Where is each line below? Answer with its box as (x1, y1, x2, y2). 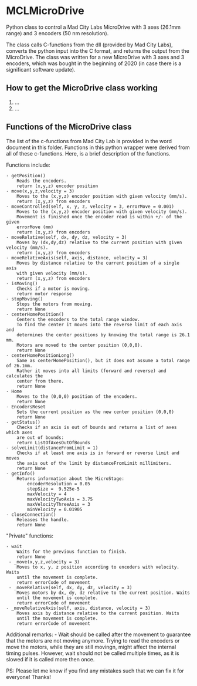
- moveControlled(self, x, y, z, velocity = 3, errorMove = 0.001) (6, 204, 175, 209)
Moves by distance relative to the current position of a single (16, 260, 180, 266)
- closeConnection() (6, 512, 57, 518)
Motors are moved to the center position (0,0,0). (16, 342, 143, 348)
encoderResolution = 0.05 (27, 481, 91, 486)
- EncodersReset (6, 404, 46, 410)
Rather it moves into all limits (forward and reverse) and (16, 368, 167, 374)
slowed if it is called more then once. (6, 655, 95, 663)
